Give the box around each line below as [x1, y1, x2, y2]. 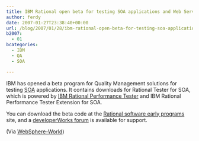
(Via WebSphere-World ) [6, 128, 65, 135]
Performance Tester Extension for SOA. [6, 98, 102, 105]
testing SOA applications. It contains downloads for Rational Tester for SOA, [6, 86, 191, 93]
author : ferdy [6, 14, 41, 20]
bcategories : [6, 42, 38, 48]
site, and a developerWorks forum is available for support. [6, 116, 148, 123]
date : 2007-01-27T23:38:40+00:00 [6, 20, 89, 25]
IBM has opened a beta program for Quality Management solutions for [6, 79, 178, 86]
